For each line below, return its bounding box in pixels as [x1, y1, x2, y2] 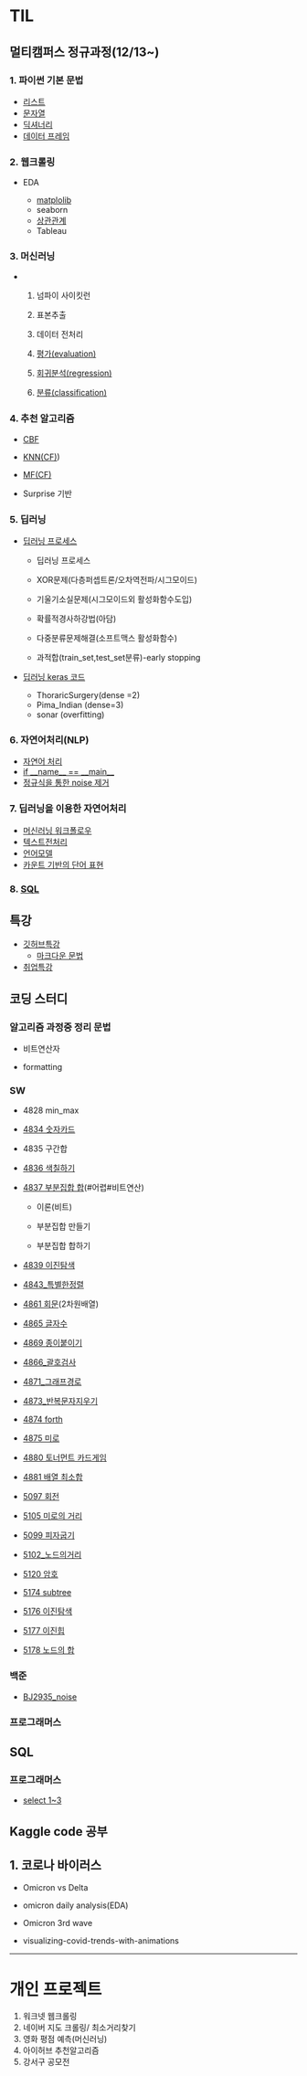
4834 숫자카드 [22, 1124, 76, 1135]
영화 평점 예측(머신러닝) [22, 2034, 108, 2045]
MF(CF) [22, 469, 52, 480]
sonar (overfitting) [36, 709, 105, 720]
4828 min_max [22, 1105, 79, 1116]
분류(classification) [36, 387, 108, 398]
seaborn [36, 205, 69, 216]
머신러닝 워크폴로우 [22, 824, 92, 836]
